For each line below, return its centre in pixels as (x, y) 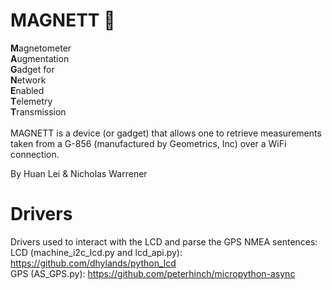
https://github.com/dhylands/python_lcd (93, 263)
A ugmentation (40, 58)
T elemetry (31, 101)
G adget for (32, 69)
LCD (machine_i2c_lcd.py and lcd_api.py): (96, 252)
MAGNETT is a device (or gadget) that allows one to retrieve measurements (166, 133)
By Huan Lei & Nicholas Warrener (79, 173)
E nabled (27, 90)
